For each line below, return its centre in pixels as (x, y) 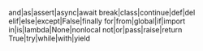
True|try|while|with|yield (50, 38)
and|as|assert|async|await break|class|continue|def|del (102, 13)
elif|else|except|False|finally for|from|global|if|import (97, 21)
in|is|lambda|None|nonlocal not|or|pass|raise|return (95, 30)
